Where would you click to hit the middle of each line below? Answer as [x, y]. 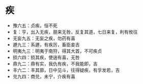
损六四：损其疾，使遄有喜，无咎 [46, 57]
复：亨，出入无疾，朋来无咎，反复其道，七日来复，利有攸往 [75, 32]
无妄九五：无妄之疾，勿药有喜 [44, 38]
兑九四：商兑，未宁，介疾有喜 [44, 76]
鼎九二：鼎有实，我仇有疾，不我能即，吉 [55, 64]
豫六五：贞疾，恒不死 [35, 25]
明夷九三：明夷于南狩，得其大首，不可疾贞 [57, 51]
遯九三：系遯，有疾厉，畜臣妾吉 [46, 44]
